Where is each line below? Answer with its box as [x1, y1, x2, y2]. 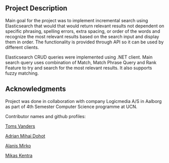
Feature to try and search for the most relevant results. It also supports [5, 65, 152, 71]
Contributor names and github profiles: [5, 113, 86, 119]
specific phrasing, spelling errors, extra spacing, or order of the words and [5, 28, 160, 34]
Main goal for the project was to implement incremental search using [5, 17, 148, 23]
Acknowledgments [5, 85, 67, 93]
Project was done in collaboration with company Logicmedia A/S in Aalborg [5, 98, 162, 104]
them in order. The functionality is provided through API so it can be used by [5, 39, 164, 45]
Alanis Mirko [5, 142, 31, 148]
